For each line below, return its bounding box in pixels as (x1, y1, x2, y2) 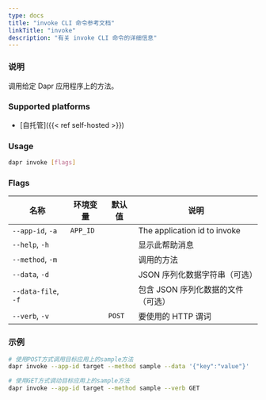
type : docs (8, 11, 44, 20)
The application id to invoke (138, 225, 241, 237)
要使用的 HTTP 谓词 (138, 311, 212, 322)
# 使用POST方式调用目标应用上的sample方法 (8, 355, 134, 363)
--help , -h (12, 239, 50, 250)
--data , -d (12, 269, 50, 280)
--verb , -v (12, 310, 50, 321)
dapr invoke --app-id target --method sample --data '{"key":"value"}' (8, 363, 249, 371)
